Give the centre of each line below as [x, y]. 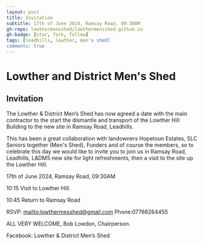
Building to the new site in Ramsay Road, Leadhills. [70, 127]
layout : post [23, 12]
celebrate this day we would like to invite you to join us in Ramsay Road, [97, 151]
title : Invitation [30, 18]
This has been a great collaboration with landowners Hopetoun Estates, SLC [102, 138]
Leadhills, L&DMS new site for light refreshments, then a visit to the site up [100, 158]
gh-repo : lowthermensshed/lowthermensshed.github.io [75, 29]
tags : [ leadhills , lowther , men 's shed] [59, 40]
